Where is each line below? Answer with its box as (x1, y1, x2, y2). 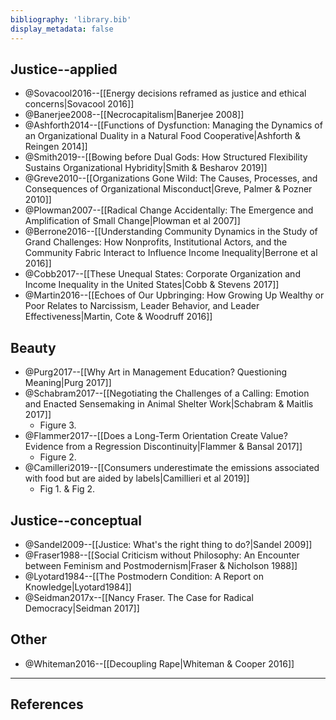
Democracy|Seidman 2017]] (24, 602, 140, 614)
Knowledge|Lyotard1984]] (24, 581, 132, 593)
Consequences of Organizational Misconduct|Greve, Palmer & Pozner (24, 183, 313, 195)
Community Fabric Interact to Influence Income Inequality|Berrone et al (24, 247, 318, 259)
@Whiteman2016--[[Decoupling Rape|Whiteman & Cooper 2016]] (24, 657, 295, 670)
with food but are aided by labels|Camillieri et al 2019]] (24, 472, 250, 485)
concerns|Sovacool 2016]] (24, 98, 135, 110)
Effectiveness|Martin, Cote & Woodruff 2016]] (24, 311, 213, 323)
